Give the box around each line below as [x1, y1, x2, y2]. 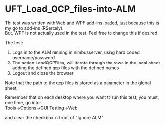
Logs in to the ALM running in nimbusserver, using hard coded [12, 49, 140, 55]
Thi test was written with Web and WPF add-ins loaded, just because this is [5, 20, 160, 26]
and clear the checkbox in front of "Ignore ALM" [5, 114, 104, 120]
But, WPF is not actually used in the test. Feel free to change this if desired [5, 30, 158, 36]
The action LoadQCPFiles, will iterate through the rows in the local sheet [12, 60, 160, 65]
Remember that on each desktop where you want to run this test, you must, [5, 94, 159, 100]
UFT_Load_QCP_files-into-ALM [5, 3, 136, 15]
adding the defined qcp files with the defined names [12, 65, 119, 71]
